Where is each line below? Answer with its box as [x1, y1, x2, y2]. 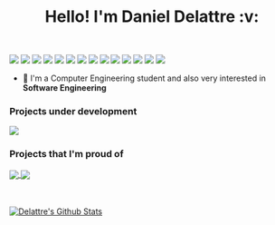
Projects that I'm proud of [9, 148, 124, 161]
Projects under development [9, 104, 137, 117]
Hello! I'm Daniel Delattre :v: [44, 6, 260, 27]
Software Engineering [22, 82, 107, 93]
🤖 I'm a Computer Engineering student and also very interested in [22, 73, 267, 83]
